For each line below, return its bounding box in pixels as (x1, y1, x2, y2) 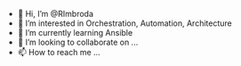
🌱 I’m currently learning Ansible (17, 28, 133, 37)
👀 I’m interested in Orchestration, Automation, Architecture (17, 18, 233, 29)
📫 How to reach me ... (17, 47, 100, 57)
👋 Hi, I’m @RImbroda (17, 9, 93, 19)
